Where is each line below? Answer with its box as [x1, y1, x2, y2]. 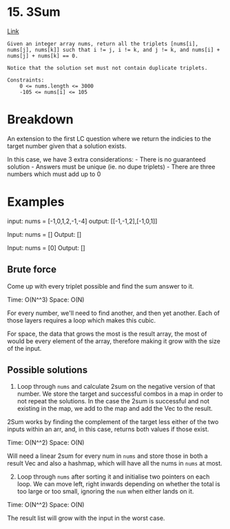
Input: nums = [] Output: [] [7, 230, 82, 238]
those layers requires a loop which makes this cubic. [7, 316, 156, 325]
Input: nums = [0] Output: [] [7, 243, 85, 252]
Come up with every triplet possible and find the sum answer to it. [7, 282, 194, 290]
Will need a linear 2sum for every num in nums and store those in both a [7, 452, 208, 460]
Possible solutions [7, 364, 88, 376]
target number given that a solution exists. [7, 142, 127, 150]
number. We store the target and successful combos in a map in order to [17, 389, 223, 398]
